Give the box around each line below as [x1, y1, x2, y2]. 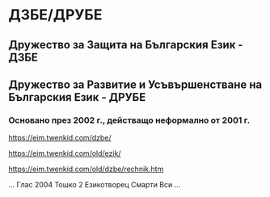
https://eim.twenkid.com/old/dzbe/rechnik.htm [8, 164, 164, 174]
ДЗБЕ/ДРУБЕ [8, 6, 103, 24]
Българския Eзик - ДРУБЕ [8, 90, 146, 104]
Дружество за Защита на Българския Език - [8, 38, 244, 52]
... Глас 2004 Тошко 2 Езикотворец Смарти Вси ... [8, 180, 181, 190]
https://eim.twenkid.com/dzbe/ [8, 133, 112, 143]
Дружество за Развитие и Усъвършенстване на [8, 78, 263, 91]
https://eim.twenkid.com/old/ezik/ [8, 149, 121, 158]
